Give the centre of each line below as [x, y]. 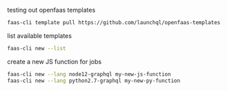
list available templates [40, 36]
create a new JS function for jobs [55, 61]
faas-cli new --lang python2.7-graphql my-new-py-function [94, 81]
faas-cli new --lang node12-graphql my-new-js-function [89, 74]
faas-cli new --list [37, 48]
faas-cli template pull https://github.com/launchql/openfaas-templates [114, 23]
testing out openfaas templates [51, 10]
